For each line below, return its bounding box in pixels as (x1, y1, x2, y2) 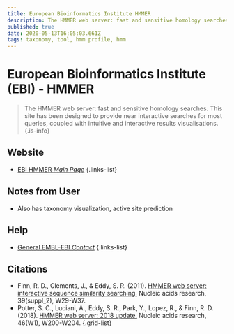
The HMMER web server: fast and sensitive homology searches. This (24, 104, 223, 112)
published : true (7, 23, 54, 30)
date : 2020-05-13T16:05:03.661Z (7, 29, 101, 37)
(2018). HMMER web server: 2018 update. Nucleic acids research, (17, 312, 207, 320)
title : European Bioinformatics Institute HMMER (7, 10, 151, 17)
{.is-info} (24, 126, 50, 135)
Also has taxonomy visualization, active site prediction (17, 204, 173, 212)
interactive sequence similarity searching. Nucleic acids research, (17, 289, 207, 298)
